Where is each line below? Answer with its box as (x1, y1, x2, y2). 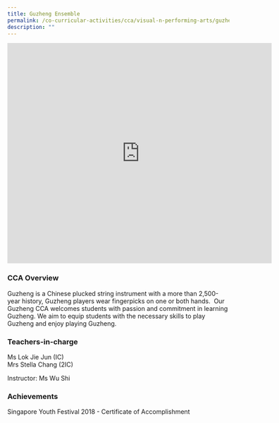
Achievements (7, 391, 58, 401)
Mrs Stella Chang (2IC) (7, 360, 74, 369)
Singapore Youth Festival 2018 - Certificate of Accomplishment (7, 407, 190, 416)
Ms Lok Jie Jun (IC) (7, 352, 65, 361)
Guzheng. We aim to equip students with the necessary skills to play (7, 312, 206, 320)
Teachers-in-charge (7, 336, 78, 346)
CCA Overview (7, 273, 59, 283)
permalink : (7, 17, 39, 24)
